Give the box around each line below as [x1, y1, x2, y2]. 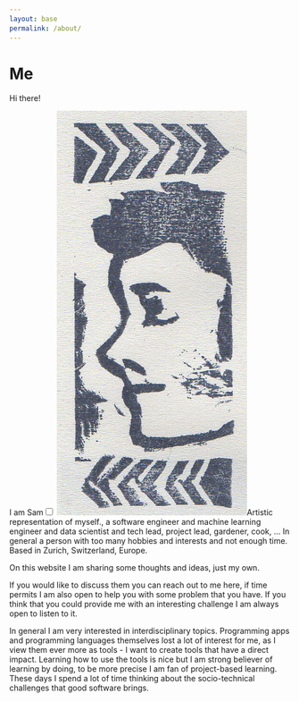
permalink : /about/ [9, 23, 82, 33]
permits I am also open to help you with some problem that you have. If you [9, 589, 287, 600]
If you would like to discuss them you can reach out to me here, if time [9, 579, 268, 590]
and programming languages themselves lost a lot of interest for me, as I [9, 635, 277, 646]
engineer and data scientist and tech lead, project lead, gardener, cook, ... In [9, 526, 290, 537]
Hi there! [9, 93, 41, 104]
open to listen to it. [9, 608, 78, 619]
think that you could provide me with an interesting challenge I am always [9, 599, 279, 610]
